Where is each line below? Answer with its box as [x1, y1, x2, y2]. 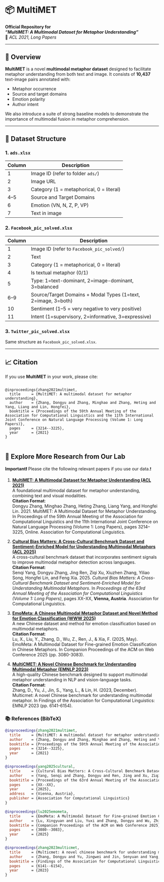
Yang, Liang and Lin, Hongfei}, [5, 404, 71, 409]
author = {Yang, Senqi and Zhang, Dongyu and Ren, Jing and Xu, [9, 773, 150, 778]
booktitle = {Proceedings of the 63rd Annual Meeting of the [9, 777, 137, 782]
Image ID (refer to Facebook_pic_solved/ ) [31, 245, 124, 252]
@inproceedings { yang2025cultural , [5, 764, 76, 769]
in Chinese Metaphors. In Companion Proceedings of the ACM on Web [12, 646, 154, 652]
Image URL [31, 178, 56, 185]
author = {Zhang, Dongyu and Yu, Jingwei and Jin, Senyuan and [9, 854, 147, 859]
